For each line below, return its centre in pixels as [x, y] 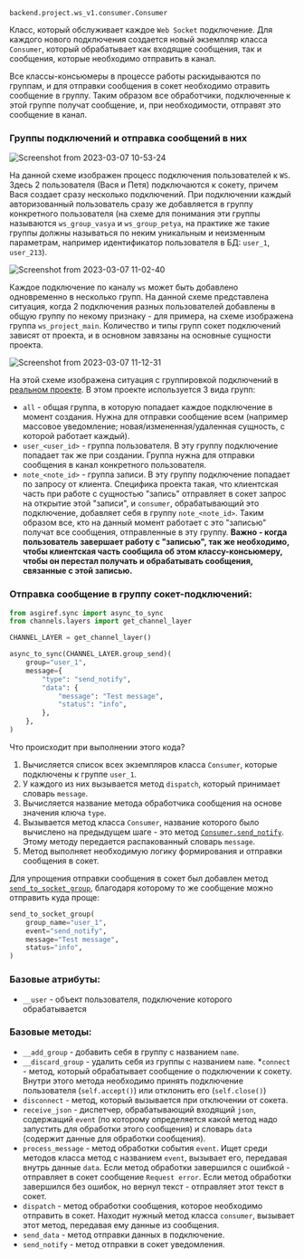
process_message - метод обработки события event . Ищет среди [145, 1148]
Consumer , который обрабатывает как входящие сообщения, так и [136, 49]
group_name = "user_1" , [66, 922]
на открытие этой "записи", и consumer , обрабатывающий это [141, 503]
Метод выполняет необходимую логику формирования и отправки [152, 851]
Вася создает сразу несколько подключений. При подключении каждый [150, 195]
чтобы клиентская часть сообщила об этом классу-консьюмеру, [152, 551]
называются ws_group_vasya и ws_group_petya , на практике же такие [139, 224]
